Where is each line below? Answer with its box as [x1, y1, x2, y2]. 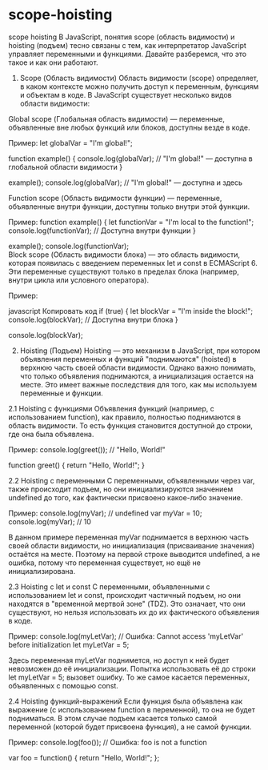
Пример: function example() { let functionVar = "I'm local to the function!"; [8, 217, 254, 227]
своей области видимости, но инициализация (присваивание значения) [8, 540, 255, 550]
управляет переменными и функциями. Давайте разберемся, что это [8, 49, 246, 58]
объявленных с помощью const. [8, 680, 118, 690]
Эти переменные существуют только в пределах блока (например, [8, 267, 240, 276]
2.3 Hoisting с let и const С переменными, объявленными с [8, 582, 210, 592]
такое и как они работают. [8, 58, 98, 67]
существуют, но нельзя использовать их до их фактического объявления [8, 607, 260, 617]
